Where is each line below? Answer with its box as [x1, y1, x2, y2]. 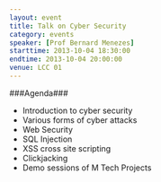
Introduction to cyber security [22, 105, 133, 116]
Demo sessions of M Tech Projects [22, 162, 152, 173]
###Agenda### [9, 87, 69, 99]
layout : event [9, 13, 63, 22]
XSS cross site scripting [22, 143, 112, 153]
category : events [9, 30, 75, 39]
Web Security [22, 124, 74, 134]
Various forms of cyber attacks [22, 114, 138, 126]
